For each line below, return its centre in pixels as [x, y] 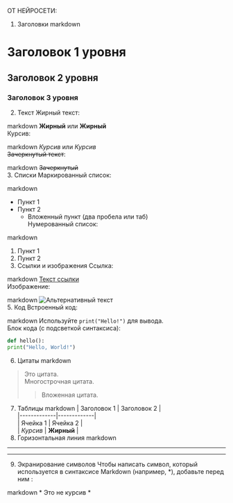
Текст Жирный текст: [48, 112]
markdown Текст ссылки [43, 279]
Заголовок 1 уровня [67, 52]
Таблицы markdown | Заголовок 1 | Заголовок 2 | [89, 408]
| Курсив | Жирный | [48, 430]
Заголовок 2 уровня [53, 77]
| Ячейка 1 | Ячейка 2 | [50, 423]
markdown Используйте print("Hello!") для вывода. [86, 321]
